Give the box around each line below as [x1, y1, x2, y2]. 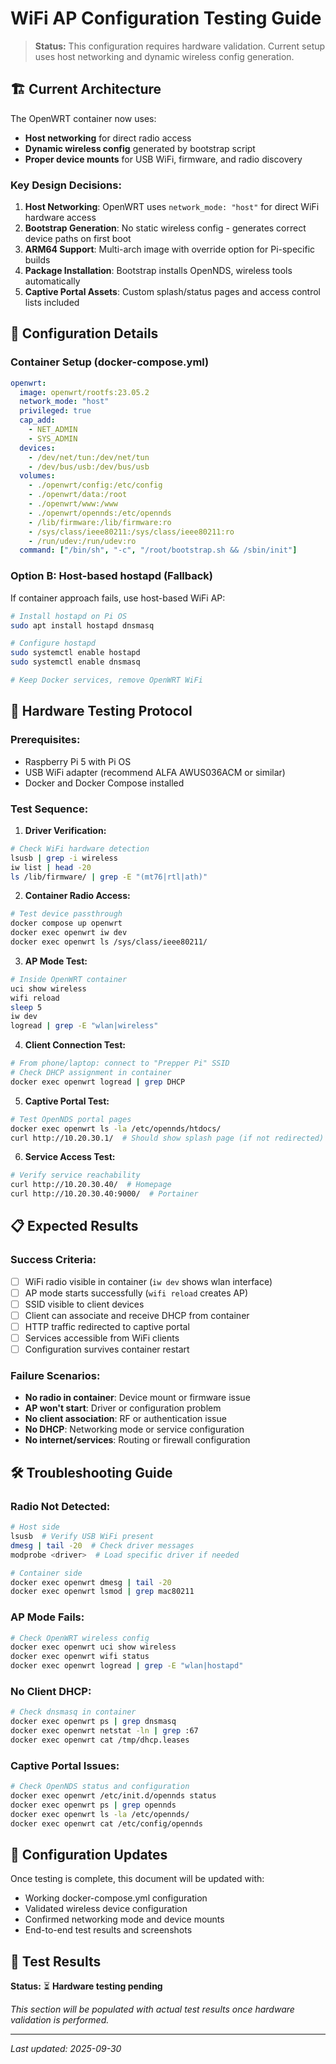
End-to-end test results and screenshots [24, 1924, 193, 1936]
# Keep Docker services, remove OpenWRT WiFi [10, 675, 203, 686]
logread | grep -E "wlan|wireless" [10, 1021, 159, 1031]
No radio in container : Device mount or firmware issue [24, 1392, 251, 1404]
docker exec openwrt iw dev [10, 928, 128, 938]
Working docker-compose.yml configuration [24, 1892, 208, 1904]
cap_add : [19, 415, 56, 426]
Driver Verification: [24, 824, 107, 836]
